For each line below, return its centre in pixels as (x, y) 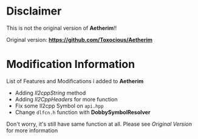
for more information (32, 130)
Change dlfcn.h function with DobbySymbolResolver (83, 112)
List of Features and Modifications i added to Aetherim (75, 81)
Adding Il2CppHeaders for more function (66, 99)
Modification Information (71, 64)
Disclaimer (34, 11)
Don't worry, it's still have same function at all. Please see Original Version (99, 124)
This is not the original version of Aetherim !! (62, 28)
